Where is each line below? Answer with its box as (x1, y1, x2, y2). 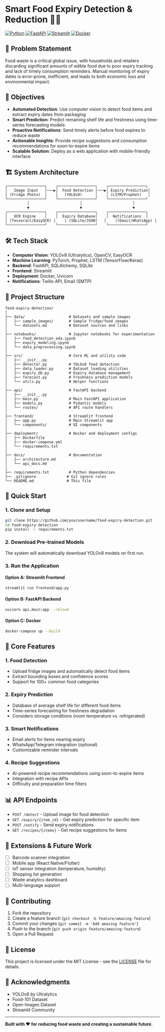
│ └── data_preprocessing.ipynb (5, 344, 76, 349)
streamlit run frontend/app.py (5, 585, 69, 590)
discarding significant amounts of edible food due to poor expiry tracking (5, 63, 153, 69)
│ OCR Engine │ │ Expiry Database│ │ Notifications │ (5, 214, 148, 219)
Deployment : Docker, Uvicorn (12, 273, 73, 279)
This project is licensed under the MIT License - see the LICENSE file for (5, 958, 151, 964)
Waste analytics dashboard (12, 877, 68, 883)
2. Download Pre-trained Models (5, 539, 84, 546)
